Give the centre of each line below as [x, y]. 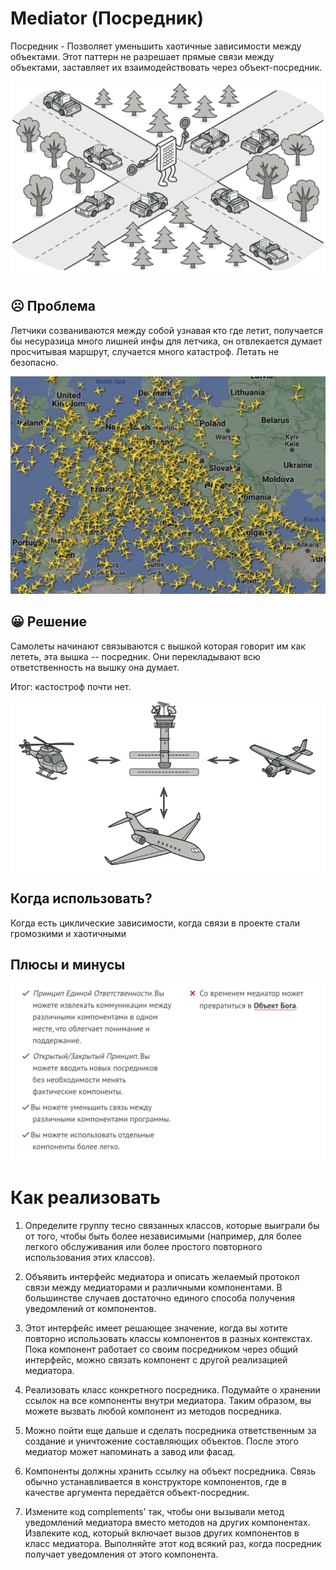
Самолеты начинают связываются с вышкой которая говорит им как [158, 646]
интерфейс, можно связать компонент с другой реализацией [156, 1360]
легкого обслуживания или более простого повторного [143, 1247]
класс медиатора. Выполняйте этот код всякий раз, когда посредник [173, 1544]
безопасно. [34, 362]
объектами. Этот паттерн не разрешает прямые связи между [142, 56]
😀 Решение [49, 622]
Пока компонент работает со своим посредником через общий [161, 1349]
